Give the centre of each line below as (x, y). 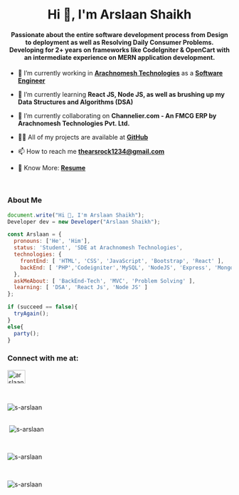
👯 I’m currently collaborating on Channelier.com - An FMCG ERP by (117, 116)
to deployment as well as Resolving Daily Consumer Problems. (119, 42)
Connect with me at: (43, 358)
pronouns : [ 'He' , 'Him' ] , (52, 241)
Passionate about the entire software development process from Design (119, 34)
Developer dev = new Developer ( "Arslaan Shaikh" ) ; (84, 222)
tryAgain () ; (32, 314)
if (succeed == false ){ (43, 307)
